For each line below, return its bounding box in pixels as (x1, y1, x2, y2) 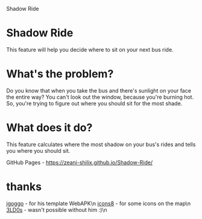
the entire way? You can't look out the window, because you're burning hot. (6, 93, 194, 100)
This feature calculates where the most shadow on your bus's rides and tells (6, 141, 196, 148)
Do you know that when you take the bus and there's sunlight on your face (6, 87, 192, 94)
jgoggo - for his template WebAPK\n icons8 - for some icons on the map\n (6, 200, 191, 207)
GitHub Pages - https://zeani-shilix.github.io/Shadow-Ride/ (6, 159, 153, 166)
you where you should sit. (6, 147, 71, 154)
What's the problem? (6, 67, 114, 81)
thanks (6, 180, 42, 193)
